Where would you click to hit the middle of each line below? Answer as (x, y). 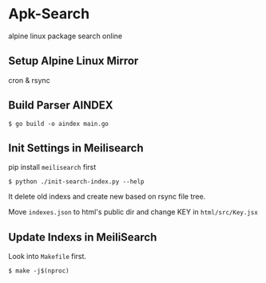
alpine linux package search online (65, 36)
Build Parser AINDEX (61, 106)
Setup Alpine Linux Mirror (73, 61)
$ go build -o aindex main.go (59, 124)
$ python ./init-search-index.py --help (77, 182)
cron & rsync (29, 80)
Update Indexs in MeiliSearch (83, 237)
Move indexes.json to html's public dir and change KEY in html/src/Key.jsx (133, 212)
